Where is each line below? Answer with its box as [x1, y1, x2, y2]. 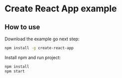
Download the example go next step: [4, 36, 80, 42]
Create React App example [4, 3, 117, 14]
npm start [4, 69, 25, 74]
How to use [4, 23, 40, 31]
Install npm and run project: [4, 54, 61, 60]
